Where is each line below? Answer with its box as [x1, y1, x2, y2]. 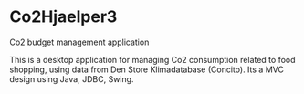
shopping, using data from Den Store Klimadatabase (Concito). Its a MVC [9, 64, 285, 75]
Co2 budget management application [9, 37, 150, 47]
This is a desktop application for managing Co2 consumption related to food [9, 54, 296, 65]
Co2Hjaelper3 [9, 6, 118, 27]
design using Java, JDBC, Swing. [9, 73, 134, 84]
